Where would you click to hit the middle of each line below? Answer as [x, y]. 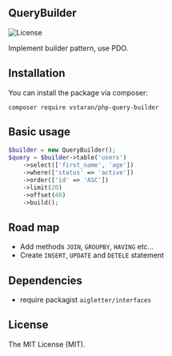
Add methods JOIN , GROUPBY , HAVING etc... [87, 247]
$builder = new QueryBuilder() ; [62, 150]
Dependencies [45, 280]
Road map [34, 227]
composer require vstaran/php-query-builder [84, 107]
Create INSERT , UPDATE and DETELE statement [92, 255]
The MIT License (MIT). [47, 344]
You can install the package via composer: [78, 92]
